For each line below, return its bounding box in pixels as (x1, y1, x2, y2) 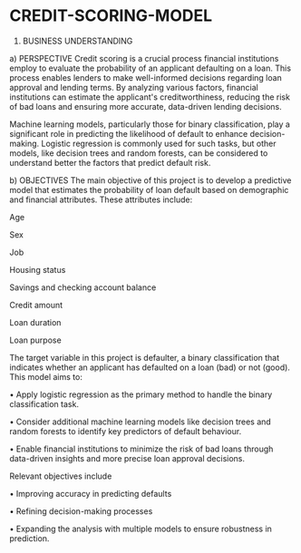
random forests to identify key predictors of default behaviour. (9, 425, 242, 436)
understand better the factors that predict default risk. (9, 157, 211, 168)
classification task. (9, 398, 80, 409)
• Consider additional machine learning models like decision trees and (9, 416, 272, 427)
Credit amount (9, 299, 63, 310)
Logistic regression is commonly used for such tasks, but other (41, 138, 277, 149)
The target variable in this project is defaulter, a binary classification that (9, 352, 280, 363)
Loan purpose (9, 335, 62, 345)
